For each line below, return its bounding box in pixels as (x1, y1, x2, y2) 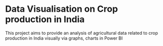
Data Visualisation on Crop (5, 3, 118, 15)
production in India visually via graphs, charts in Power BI (5, 35, 123, 41)
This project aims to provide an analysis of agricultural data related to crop (5, 30, 159, 36)
